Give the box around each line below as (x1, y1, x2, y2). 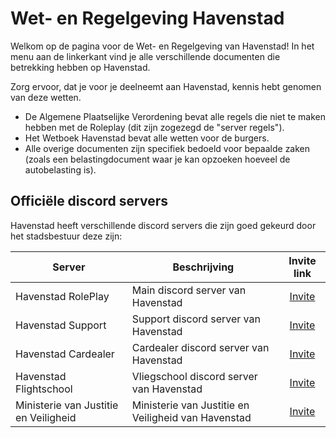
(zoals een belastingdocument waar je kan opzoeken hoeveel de (24, 153, 291, 165)
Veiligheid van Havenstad (131, 410, 252, 424)
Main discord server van (131, 283, 247, 297)
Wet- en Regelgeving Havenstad (10, 7, 285, 30)
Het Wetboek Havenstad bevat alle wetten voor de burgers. (24, 132, 270, 144)
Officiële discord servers (10, 193, 168, 210)
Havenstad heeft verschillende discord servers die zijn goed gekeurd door (10, 219, 317, 231)
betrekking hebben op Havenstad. (10, 61, 151, 73)
